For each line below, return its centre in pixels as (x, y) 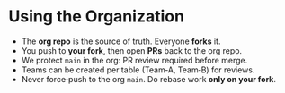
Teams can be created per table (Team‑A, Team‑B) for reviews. (138, 70)
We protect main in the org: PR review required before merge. (134, 60)
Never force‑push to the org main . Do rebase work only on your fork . (148, 79)
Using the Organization (97, 17)
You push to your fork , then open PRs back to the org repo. (132, 50)
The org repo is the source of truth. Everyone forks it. (121, 41)
